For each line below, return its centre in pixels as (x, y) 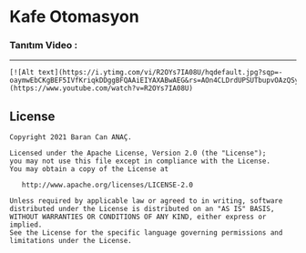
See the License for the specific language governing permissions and (146, 233)
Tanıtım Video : (44, 46)
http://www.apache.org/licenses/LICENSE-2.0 (107, 185)
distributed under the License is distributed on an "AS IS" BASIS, (142, 209)
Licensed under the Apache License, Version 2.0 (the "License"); (138, 153)
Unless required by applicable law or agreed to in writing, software (146, 201)
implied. (26, 225)
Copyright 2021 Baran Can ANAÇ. (71, 137)
